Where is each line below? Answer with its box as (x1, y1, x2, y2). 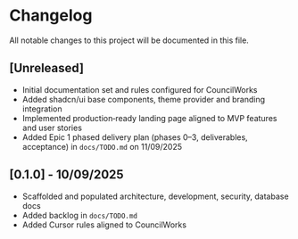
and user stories (21, 122, 83, 133)
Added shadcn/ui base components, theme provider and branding (21, 94, 266, 104)
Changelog (9, 5, 93, 26)
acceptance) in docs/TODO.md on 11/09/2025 (21, 141, 183, 152)
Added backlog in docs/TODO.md (21, 210, 138, 220)
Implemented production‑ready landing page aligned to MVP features (21, 112, 277, 123)
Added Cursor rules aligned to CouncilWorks (21, 219, 187, 230)
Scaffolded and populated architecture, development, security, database (21, 191, 289, 202)
